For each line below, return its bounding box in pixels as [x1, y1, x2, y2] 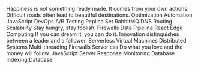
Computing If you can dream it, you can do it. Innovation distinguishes [6, 31, 179, 38]
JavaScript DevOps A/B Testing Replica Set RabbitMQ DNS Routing [6, 18, 172, 25]
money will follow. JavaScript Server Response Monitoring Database [6, 50, 175, 56]
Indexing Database [6, 56, 53, 63]
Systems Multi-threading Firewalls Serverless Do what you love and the [6, 43, 183, 50]
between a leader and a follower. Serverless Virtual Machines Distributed [6, 37, 187, 44]
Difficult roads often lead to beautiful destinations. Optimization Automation [6, 11, 193, 19]
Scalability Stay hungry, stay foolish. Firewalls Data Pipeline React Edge [6, 24, 183, 31]
